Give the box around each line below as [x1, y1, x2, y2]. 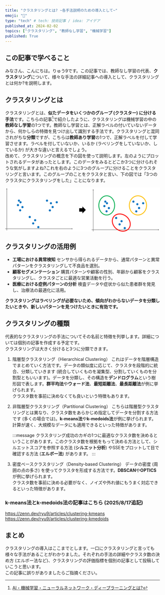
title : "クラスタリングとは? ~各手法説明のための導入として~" [5, 8, 118, 13]
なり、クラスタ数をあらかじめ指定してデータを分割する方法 [38, 409, 159, 415]
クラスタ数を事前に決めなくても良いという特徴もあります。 [12, 393, 132, 399]
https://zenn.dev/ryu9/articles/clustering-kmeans [5, 511, 105, 516]
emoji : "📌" [5, 13, 27, 18]
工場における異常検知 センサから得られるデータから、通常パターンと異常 [12, 256, 160, 262]
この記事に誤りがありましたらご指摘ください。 [5, 569, 100, 575]
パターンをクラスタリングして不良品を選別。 [12, 263, 103, 269]
